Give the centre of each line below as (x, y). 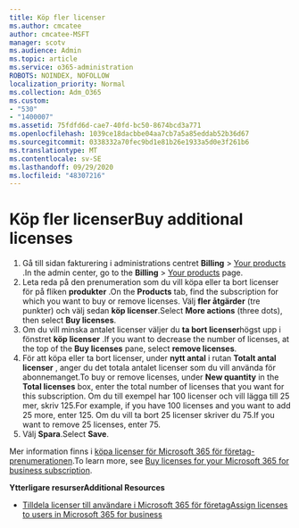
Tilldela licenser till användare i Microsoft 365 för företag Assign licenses (155, 505)
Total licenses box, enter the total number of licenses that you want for (153, 387)
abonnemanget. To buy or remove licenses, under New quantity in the (150, 377)
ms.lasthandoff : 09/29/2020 (62, 167)
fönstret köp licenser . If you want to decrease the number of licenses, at (156, 339)
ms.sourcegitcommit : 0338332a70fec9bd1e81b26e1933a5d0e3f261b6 (129, 142)
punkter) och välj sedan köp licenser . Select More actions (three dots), (152, 311)
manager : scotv (37, 42)
